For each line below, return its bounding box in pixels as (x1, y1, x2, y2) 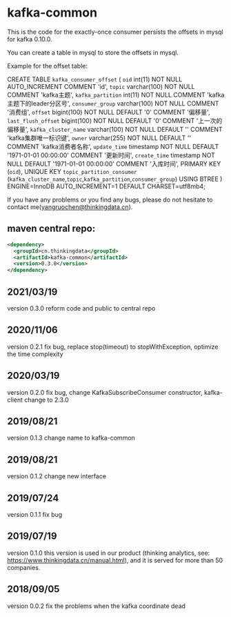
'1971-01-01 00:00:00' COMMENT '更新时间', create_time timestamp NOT (7, 150, 215, 159)
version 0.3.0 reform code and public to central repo (7, 304, 156, 312)
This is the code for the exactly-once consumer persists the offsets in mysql (7, 28, 223, 36)
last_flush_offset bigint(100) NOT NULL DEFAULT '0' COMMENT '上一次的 (7, 116, 223, 125)
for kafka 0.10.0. (7, 35, 53, 43)
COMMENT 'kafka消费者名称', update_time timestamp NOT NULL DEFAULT (7, 142, 219, 150)
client (7, 395, 23, 404)
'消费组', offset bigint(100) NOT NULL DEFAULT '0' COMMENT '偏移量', (7, 108, 210, 116)
